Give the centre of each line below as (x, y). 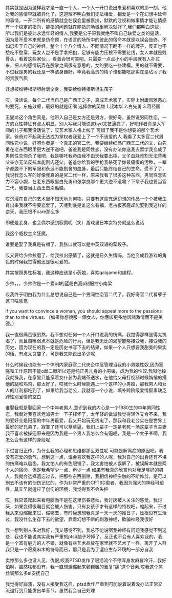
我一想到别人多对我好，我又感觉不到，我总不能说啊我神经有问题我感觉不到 (84, 530)
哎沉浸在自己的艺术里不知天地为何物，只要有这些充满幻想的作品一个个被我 (84, 199)
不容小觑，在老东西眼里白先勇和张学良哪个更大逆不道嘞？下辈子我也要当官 (88, 181)
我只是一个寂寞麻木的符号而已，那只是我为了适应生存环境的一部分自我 (79, 549)
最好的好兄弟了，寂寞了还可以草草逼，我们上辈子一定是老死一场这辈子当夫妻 (86, 427)
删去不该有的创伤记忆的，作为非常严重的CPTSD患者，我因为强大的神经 (80, 483)
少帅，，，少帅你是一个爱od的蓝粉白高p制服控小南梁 (59, 283)
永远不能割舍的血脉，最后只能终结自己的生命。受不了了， (106, 169)
